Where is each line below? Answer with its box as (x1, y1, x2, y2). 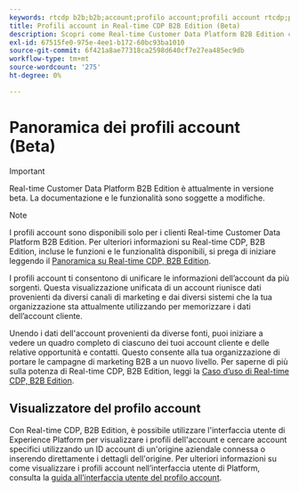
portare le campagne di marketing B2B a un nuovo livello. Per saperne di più (9, 356, 288, 366)
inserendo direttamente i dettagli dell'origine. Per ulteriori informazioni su (9, 453, 278, 463)
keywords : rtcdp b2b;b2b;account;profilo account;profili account (9, 12, 261, 22)
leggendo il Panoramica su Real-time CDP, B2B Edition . (9, 255, 212, 266)
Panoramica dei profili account (9, 117, 241, 137)
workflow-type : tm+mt (9, 54, 90, 63)
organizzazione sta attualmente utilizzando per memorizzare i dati (9, 300, 251, 312)
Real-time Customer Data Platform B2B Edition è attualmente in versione (9, 183, 274, 193)
